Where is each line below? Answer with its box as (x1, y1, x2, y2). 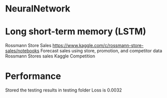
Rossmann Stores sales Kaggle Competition (5, 53, 95, 59)
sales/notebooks (5, 48, 39, 54)
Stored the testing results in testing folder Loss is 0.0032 (5, 87, 122, 93)
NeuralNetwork (5, 3, 70, 14)
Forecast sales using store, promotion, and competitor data (40, 48, 162, 54)
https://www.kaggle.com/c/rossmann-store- (52, 42, 144, 48)
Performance (5, 70, 61, 82)
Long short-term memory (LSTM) (5, 26, 146, 37)
